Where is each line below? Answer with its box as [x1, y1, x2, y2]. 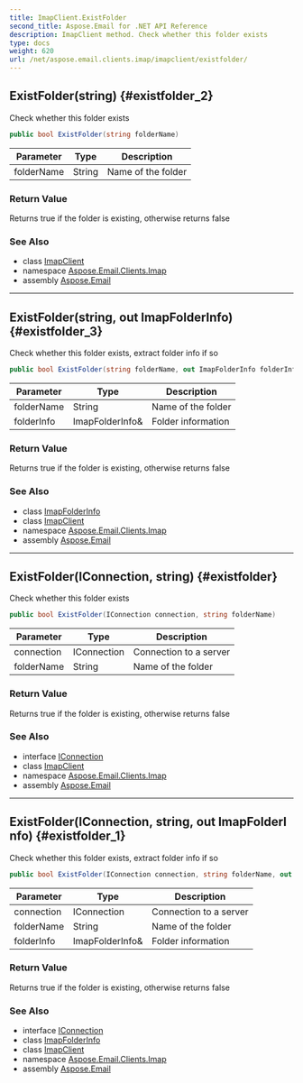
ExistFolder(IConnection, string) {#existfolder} [9, 569, 278, 584]
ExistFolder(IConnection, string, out [9, 814, 216, 830]
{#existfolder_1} [35, 829, 126, 844]
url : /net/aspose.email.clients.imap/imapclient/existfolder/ [9, 55, 248, 64]
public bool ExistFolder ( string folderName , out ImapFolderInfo [9, 365, 256, 374]
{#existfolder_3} [9, 324, 104, 339]
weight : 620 [9, 47, 54, 56]
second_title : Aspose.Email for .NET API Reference [9, 22, 207, 31]
